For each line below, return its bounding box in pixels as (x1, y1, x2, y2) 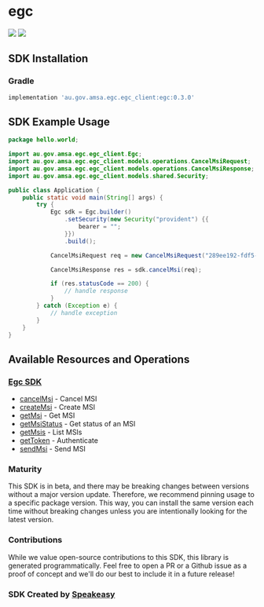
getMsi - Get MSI (19, 411, 75, 420)
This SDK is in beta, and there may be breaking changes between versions (8, 481, 250, 491)
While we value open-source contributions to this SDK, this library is (8, 552, 229, 561)
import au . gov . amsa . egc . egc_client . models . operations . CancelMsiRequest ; (8, 158, 251, 166)
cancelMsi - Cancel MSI (19, 394, 97, 404)
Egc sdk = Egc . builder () (49, 208, 132, 216)
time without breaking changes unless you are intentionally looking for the (8, 506, 247, 516)
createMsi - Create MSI (19, 403, 96, 412)
